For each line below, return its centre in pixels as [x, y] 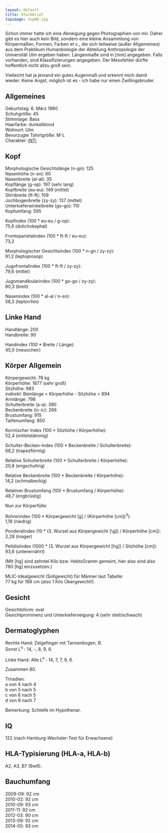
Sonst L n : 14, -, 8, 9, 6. [29, 649]
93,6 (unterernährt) [25, 552]
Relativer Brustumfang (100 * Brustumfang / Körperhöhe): [65, 490]
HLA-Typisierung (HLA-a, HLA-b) [58, 754]
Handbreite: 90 [21, 335]
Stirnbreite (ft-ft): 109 [27, 195]
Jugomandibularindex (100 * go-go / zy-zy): [51, 281]
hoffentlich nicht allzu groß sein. [38, 65]
